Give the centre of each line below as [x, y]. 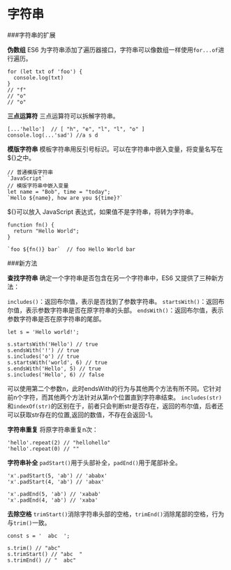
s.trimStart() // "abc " [45, 554]
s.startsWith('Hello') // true [53, 344]
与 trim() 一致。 [29, 523]
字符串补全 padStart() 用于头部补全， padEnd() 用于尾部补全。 [94, 462]
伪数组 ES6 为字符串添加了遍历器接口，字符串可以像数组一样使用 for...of [113, 49]
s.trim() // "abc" [34, 548]
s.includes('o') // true [43, 356]
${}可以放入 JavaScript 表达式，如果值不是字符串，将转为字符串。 [102, 211]
